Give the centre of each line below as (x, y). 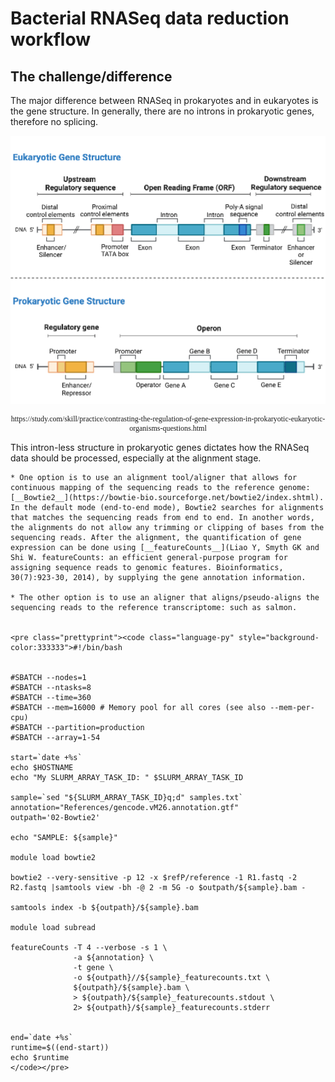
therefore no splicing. (54, 121)
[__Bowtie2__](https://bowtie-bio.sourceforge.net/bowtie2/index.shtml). (167, 497)
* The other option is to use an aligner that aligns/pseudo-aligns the (165, 597)
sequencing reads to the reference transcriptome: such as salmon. (154, 607)
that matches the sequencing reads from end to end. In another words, (162, 517)
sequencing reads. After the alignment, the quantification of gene (156, 537)
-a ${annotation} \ (114, 957)
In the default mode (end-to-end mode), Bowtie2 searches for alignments (167, 507)
